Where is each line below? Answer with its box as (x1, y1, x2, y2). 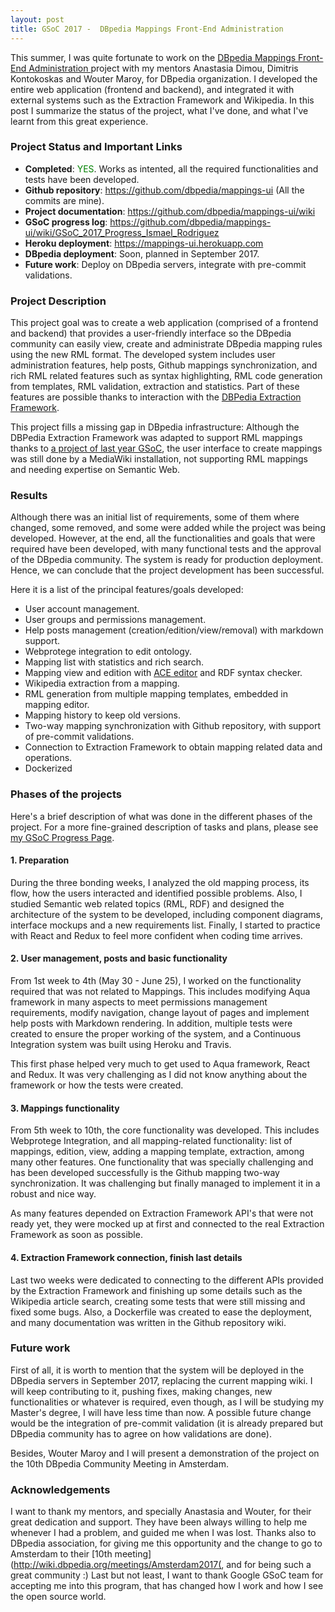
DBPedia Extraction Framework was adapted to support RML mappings (10, 432, 303, 444)
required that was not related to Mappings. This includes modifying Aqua (10, 986, 311, 998)
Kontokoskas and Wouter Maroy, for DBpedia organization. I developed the (10, 72, 318, 85)
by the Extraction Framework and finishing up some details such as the (10, 1284, 303, 1296)
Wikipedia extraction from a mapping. (24, 677, 180, 690)
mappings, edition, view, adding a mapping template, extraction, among (10, 1146, 305, 1158)
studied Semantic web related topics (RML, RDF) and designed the (10, 897, 285, 910)
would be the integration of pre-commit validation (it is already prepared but (10, 1417, 324, 1429)
